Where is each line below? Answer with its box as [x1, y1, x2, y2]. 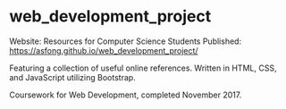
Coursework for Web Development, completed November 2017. [9, 89, 242, 100]
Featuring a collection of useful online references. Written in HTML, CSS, [9, 63, 277, 73]
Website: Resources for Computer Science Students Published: [9, 36, 242, 46]
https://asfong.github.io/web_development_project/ [9, 45, 198, 55]
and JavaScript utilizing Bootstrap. [9, 71, 136, 82]
